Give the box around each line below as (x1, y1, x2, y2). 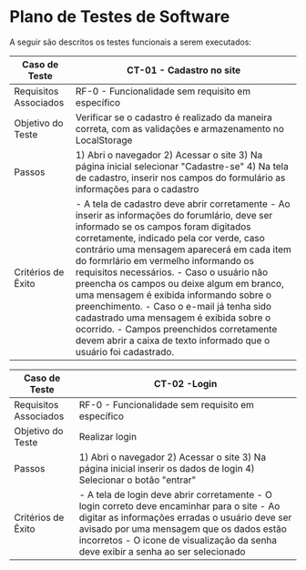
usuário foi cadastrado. (75, 345, 175, 358)
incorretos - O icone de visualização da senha (78, 534, 278, 546)
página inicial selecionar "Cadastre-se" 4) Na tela (75, 159, 289, 172)
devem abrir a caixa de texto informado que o (75, 334, 270, 347)
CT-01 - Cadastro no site (127, 64, 241, 76)
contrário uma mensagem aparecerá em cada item (75, 243, 291, 256)
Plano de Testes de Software (9, 6, 230, 27)
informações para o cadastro (75, 182, 199, 195)
